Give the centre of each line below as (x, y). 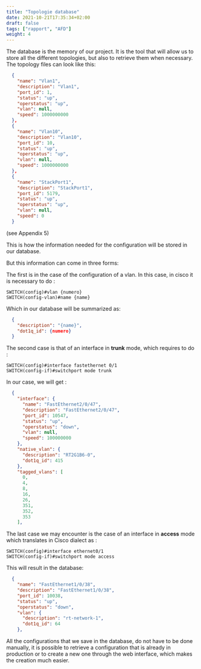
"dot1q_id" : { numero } (44, 331)
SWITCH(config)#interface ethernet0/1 (55, 551)
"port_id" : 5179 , (39, 193)
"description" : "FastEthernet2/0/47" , (71, 410)
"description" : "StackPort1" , (55, 188)
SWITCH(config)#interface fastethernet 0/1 (62, 366)
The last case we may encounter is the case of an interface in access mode (101, 534)
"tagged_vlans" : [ (40, 472)
